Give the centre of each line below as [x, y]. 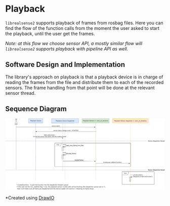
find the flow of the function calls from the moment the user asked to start [82, 28]
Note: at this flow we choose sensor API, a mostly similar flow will [74, 43]
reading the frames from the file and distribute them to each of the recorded [84, 82]
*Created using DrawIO [30, 198]
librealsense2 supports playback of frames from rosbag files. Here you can [84, 23]
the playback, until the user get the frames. [50, 33]
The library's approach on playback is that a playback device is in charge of [84, 77]
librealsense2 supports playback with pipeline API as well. [67, 49]
